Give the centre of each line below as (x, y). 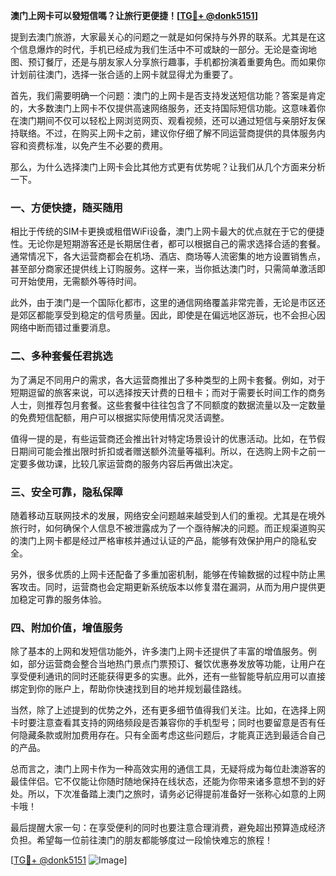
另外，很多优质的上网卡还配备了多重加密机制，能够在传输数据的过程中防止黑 (168, 574)
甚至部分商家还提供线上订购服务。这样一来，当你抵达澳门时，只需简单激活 (163, 269)
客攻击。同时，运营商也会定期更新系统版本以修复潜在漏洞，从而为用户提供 (163, 586)
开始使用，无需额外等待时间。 (80, 281)
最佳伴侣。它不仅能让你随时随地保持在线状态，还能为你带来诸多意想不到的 (163, 781)
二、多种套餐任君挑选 (61, 356)
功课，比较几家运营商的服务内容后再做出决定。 (141, 463)
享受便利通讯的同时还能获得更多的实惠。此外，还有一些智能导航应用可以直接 (168, 676)
